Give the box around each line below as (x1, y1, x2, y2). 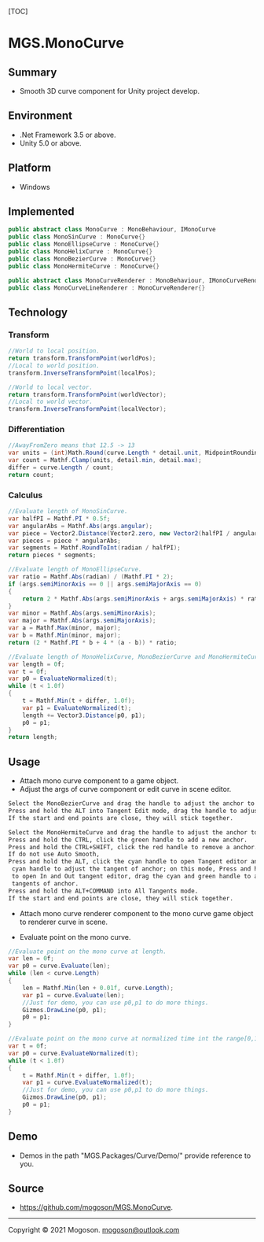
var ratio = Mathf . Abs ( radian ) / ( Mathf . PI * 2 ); (8, 573, 174, 581)
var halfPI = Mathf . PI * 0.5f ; (8, 515, 111, 523)
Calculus (8, 490, 43, 501)
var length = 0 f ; (8, 660, 65, 668)
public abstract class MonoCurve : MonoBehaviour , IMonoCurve (8, 226, 216, 234)
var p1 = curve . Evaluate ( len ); (22, 991, 125, 999)
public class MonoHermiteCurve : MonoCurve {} (8, 262, 159, 270)
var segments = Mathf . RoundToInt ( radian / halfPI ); (8, 544, 181, 552)
